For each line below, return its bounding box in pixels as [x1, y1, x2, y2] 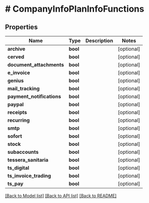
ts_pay [7, 181, 23, 187]
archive [7, 45, 25, 52]
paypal [7, 101, 24, 108]
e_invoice [7, 69, 30, 76]
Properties [5, 23, 38, 31]
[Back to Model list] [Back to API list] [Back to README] [5, 193, 117, 199]
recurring [7, 117, 30, 123]
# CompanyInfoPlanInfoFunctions [5, 3, 145, 15]
